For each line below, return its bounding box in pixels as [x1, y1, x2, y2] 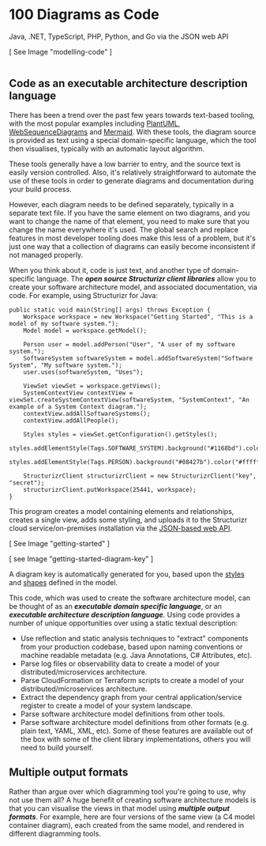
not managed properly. [9, 250, 84, 259]
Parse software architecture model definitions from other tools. [20, 709, 226, 719]
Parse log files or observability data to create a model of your [20, 659, 220, 668]
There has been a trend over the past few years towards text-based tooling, [9, 110, 255, 119]
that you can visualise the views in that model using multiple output [9, 803, 230, 813]
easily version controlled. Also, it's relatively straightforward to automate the [9, 168, 257, 177]
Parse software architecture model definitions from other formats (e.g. [20, 717, 249, 727]
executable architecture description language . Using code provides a [9, 610, 241, 619]
